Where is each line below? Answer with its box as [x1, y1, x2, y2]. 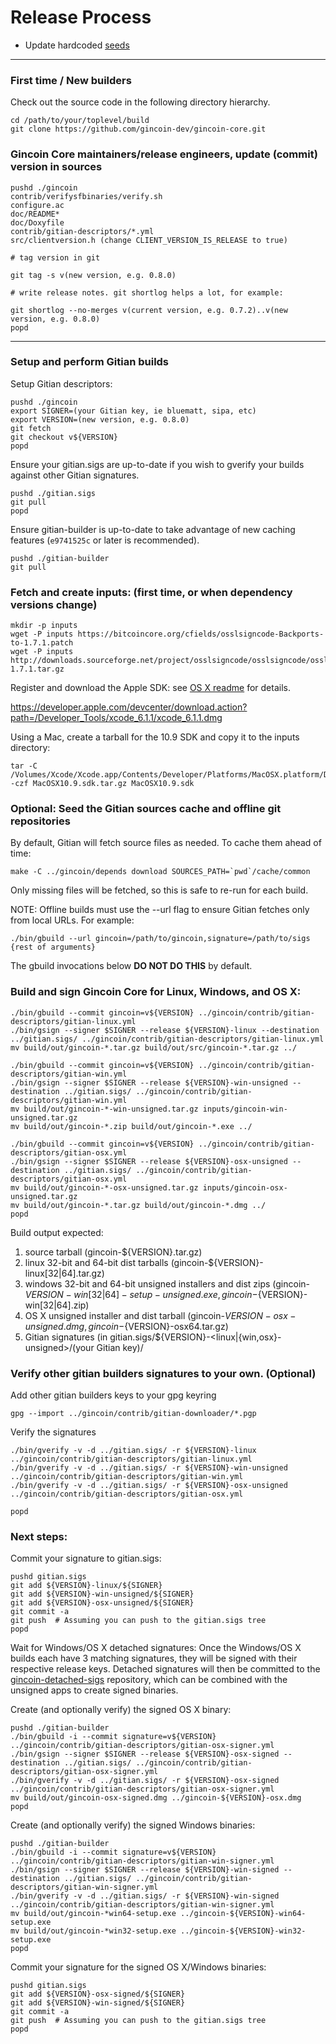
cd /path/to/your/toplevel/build [10, 116, 150, 126]
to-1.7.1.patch [10, 638, 74, 648]
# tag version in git [10, 252, 101, 263]
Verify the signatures [10, 1426, 97, 1438]
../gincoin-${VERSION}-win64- [180, 1909, 307, 1919]
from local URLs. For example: [10, 914, 135, 926]
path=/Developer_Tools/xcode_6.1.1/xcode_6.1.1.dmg [10, 712, 223, 724]
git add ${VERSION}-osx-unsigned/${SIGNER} [10, 1598, 195, 1608]
